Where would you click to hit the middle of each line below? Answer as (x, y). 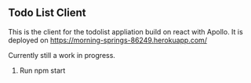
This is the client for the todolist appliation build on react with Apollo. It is (125, 31)
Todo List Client (47, 13)
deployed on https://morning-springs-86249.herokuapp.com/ (108, 40)
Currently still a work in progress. (62, 55)
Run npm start (42, 70)
